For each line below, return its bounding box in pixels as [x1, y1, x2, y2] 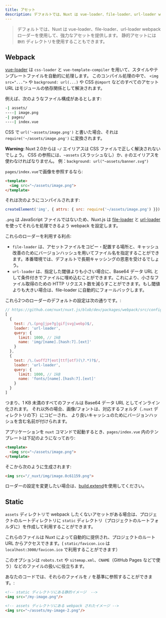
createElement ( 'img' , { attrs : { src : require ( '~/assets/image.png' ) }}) [5, 207, 161, 212]
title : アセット [5, 7, 36, 12]
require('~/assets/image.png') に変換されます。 [5, 135, 105, 141]
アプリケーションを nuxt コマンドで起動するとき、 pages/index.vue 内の [5, 429, 150, 435]
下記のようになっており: [26, 435, 76, 441]
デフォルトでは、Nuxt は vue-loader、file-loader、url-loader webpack [17, 26, 161, 32]
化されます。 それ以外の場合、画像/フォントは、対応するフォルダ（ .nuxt [5, 406, 153, 412]
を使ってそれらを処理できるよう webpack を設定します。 [5, 223, 121, 229]
